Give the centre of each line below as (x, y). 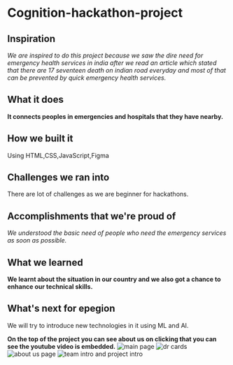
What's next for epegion (61, 309)
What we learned (45, 263)
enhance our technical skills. (50, 287)
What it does (36, 100)
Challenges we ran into (58, 177)
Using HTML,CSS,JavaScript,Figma (58, 155)
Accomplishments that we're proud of (92, 216)
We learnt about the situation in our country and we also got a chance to (114, 279)
